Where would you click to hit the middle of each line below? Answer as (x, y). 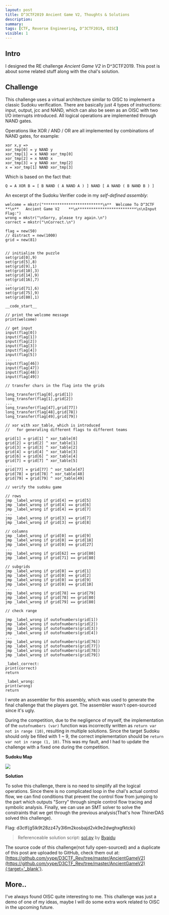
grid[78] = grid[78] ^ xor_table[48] (45, 474)
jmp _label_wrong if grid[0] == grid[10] (49, 584)
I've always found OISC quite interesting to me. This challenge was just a (81, 897)
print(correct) (21, 668)
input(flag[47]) (22, 368)
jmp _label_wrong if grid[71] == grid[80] (50, 558)
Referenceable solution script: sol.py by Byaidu (67, 837)
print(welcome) (21, 319)
